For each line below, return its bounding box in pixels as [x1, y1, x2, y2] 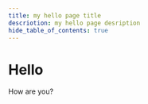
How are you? [8, 87, 54, 96]
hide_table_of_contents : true [8, 26, 109, 34]
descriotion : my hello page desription [8, 19, 141, 27]
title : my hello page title [8, 11, 102, 20]
